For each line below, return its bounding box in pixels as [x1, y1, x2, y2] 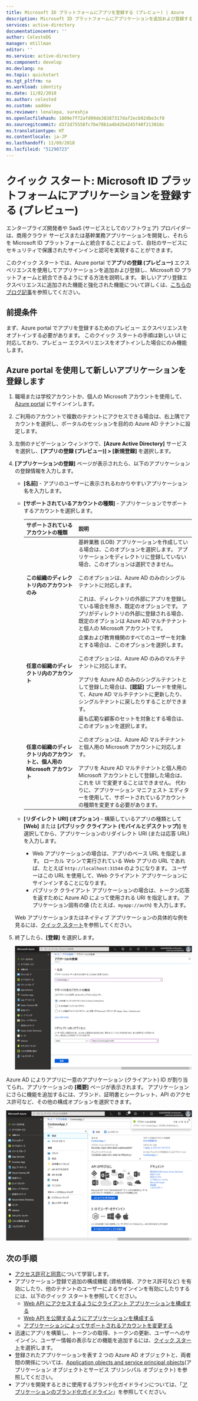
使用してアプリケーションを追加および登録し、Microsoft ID [37, 266, 180, 274]
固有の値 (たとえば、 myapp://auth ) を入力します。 [68, 902, 189, 909]
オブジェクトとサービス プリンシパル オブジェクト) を [52, 1366, 183, 1373]
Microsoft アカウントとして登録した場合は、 [78, 771, 186, 778]
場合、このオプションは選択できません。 [78, 561, 177, 568]
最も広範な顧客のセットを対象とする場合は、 [78, 715, 187, 722]
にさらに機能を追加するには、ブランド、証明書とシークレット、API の [6, 1091, 176, 1098]
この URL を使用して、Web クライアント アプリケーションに [42, 872, 188, 879]
